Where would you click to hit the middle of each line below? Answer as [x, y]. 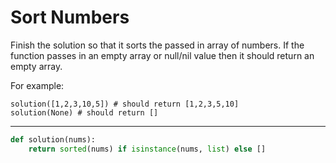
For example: [37, 85]
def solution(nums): [53, 139]
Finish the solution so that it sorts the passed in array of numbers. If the [157, 45]
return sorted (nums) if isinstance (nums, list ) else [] [147, 149]
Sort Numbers [70, 17]
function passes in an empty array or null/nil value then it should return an [162, 55]
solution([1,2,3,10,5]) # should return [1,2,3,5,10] [125, 104]
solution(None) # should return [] [84, 112]
